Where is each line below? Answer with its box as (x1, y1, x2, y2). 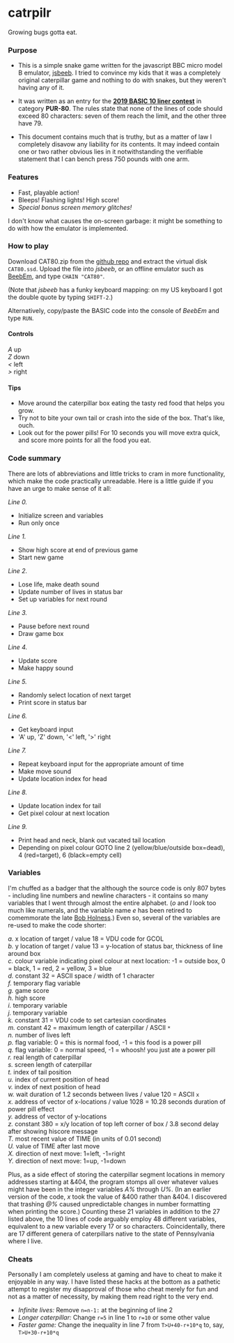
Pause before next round (17, 622, 90, 630)
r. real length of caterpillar (8, 1053, 82, 1061)
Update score (17, 656, 58, 665)
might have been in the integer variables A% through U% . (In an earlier (8, 1185, 212, 1193)
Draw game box (17, 629, 64, 637)
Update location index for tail (17, 801, 102, 810)
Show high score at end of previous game (17, 545, 139, 554)
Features (8, 172, 39, 182)
